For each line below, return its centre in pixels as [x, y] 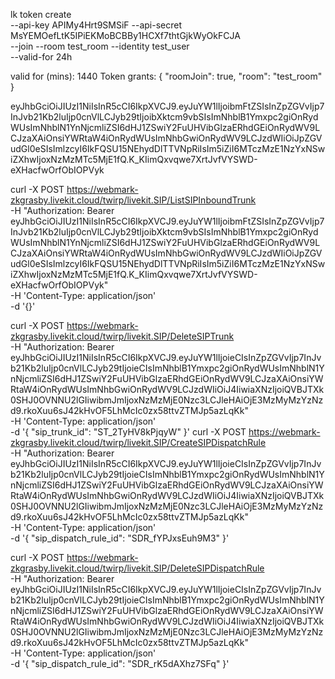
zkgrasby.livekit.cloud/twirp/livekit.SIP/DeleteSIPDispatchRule [137, 568]
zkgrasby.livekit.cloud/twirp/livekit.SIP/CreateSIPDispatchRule [138, 442]
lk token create [41, 14]
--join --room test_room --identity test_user [100, 46]
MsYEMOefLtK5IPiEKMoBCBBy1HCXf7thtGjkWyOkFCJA [125, 35]
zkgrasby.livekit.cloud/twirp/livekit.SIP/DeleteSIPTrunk [122, 336]
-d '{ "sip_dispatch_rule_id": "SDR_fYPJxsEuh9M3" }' [120, 538]
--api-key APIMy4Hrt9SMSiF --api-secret [96, 25]
